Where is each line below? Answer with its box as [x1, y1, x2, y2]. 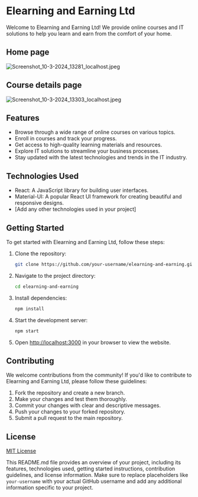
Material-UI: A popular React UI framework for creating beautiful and [14, 193, 182, 200]
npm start [14, 328, 40, 334]
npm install [14, 306, 44, 312]
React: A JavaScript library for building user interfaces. [14, 187, 149, 194]
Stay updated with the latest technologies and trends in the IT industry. [14, 154, 187, 161]
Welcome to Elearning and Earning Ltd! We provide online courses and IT [6, 24, 184, 31]
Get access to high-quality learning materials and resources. [14, 141, 163, 149]
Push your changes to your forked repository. [14, 408, 126, 415]
